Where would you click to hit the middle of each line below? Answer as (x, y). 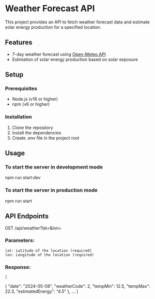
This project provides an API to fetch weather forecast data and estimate (77, 22)
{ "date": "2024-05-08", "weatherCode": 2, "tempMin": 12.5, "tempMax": (78, 286)
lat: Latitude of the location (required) (48, 251)
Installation (19, 117)
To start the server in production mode (51, 190)
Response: (18, 267)
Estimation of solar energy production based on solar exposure (75, 59)
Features (19, 43)
